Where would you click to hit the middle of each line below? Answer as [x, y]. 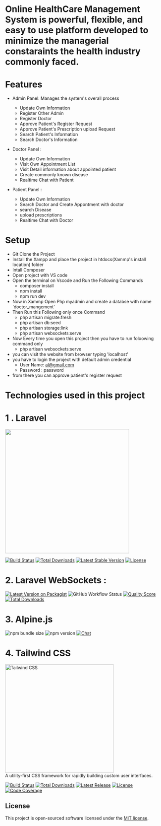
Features [24, 85]
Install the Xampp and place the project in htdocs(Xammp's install [79, 260]
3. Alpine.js [29, 619]
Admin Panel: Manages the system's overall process [66, 98]
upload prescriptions [41, 215]
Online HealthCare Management [73, 9]
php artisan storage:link [44, 328]
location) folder [28, 265]
